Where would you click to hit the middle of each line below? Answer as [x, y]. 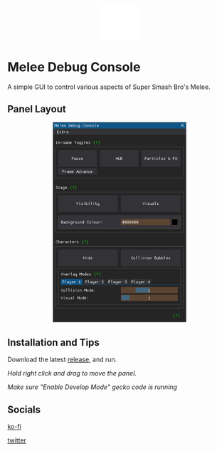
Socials [24, 409]
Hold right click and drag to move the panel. [72, 373]
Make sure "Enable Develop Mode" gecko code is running [92, 387]
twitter [17, 440]
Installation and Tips [53, 343]
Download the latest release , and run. [62, 360]
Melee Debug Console [74, 67]
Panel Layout [37, 109]
